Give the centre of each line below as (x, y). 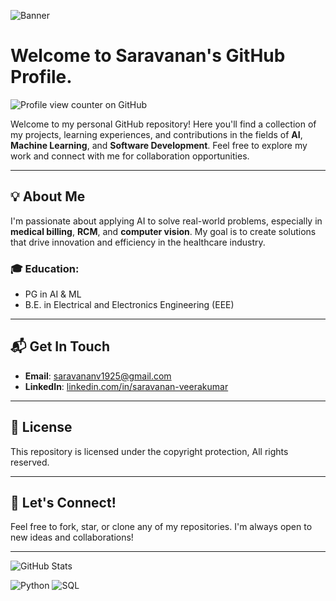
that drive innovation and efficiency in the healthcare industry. (138, 242)
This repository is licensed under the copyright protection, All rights (149, 451)
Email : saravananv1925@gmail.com (98, 376)
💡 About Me (48, 196)
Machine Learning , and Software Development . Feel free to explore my (159, 145)
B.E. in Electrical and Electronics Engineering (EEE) (129, 305)
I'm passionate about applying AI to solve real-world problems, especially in (166, 221)
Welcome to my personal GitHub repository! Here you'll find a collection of (163, 124)
